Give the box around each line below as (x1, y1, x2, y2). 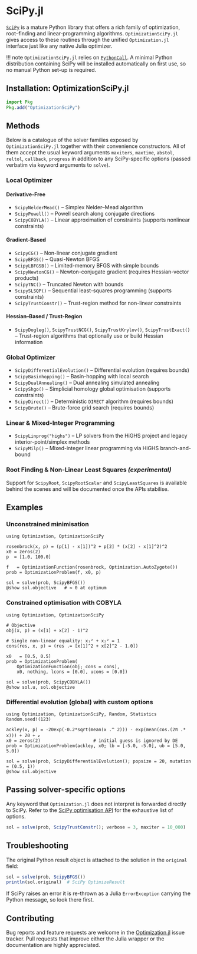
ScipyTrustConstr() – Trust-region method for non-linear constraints (14, 299, 182, 306)
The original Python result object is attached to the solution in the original (6, 856, 188, 863)
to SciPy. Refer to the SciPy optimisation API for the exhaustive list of (6, 806, 173, 814)
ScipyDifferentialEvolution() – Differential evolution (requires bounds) (14, 367, 190, 374)
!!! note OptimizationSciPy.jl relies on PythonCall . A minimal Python (6, 54, 173, 61)
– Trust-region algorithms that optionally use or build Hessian (14, 332, 163, 339)
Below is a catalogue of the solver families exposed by (6, 137, 139, 144)
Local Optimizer (6, 176, 53, 184)
